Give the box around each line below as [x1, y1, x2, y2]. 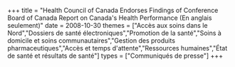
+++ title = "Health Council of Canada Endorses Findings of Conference [7, 6, 219, 14]
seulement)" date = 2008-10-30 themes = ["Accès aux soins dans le [7, 21, 208, 29]
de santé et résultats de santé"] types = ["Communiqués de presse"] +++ [7, 51, 223, 60]
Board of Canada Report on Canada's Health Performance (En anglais [7, 14, 212, 22]
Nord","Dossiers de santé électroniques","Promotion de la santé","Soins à [7, 29, 222, 37]
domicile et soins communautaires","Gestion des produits [7, 36, 176, 45]
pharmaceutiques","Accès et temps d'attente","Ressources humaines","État [7, 44, 228, 52]
